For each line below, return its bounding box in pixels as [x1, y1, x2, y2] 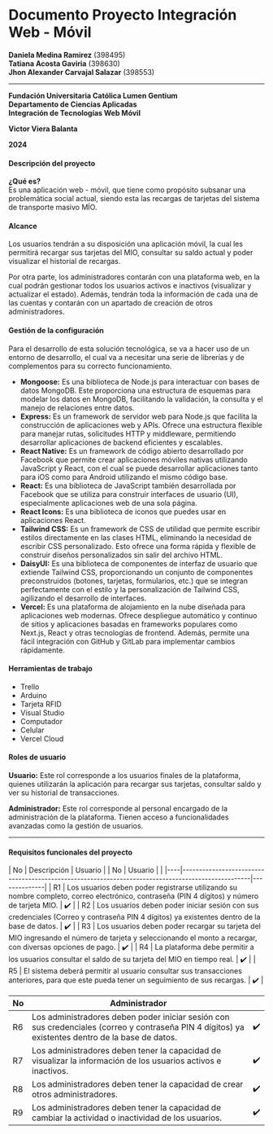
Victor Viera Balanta [8, 124, 78, 134]
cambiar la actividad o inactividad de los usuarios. [32, 1112, 222, 1123]
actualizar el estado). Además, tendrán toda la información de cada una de [8, 289, 258, 299]
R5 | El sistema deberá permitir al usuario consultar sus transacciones [8, 966, 242, 976]
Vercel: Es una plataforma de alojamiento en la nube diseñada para [19, 601, 246, 612]
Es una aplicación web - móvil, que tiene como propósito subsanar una [8, 185, 246, 195]
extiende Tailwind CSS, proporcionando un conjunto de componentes [19, 567, 253, 577]
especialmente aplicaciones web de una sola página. [19, 498, 197, 508]
